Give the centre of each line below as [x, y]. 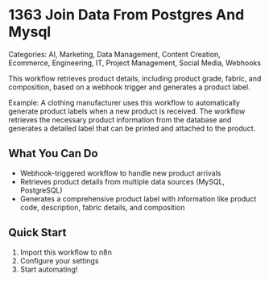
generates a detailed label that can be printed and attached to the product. [132, 128]
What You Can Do [53, 153]
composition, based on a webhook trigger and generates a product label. [130, 87]
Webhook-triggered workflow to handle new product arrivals [120, 173]
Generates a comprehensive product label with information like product [138, 198]
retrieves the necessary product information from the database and [120, 119]
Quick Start [37, 232]
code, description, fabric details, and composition [102, 207]
